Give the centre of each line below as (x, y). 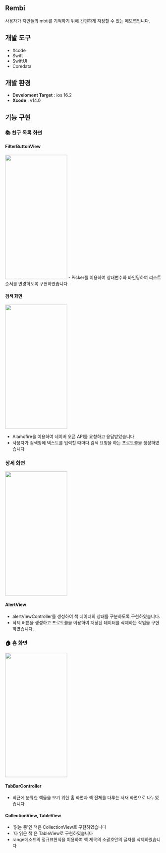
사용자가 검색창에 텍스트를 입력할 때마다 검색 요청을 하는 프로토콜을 (77, 443)
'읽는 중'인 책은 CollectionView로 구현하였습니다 (59, 827)
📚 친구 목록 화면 (24, 133)
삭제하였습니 (149, 840)
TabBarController (23, 786)
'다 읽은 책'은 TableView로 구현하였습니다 (53, 833)
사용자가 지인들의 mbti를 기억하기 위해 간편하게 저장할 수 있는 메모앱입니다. (78, 21)
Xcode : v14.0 (27, 100)
